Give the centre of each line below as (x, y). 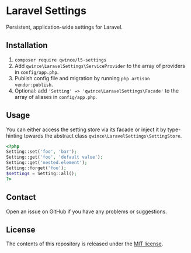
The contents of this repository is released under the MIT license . (85, 244)
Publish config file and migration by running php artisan (82, 78)
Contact (21, 197)
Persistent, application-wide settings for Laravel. (64, 27)
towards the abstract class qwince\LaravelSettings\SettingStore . (103, 135)
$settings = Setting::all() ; (41, 173)
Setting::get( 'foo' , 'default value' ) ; (55, 157)
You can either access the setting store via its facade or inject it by (86, 129)
